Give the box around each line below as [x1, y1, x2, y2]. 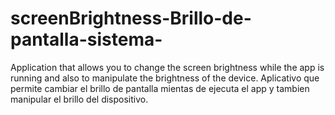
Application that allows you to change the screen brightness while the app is [10, 61, 325, 73]
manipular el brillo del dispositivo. [10, 93, 149, 105]
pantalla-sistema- [10, 28, 163, 51]
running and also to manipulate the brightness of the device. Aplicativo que [10, 72, 320, 84]
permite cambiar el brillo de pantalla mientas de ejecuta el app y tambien [10, 82, 310, 94]
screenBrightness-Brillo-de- [10, 7, 252, 30]
